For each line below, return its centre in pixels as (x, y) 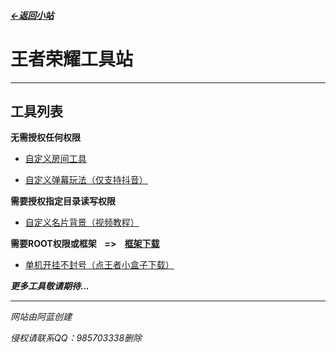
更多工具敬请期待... (50, 286)
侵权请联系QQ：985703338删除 (76, 338)
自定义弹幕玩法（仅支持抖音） (86, 180)
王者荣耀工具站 (72, 59)
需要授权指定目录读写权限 (63, 201)
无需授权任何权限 (45, 137)
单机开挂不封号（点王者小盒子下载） (99, 265)
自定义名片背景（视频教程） (82, 222)
